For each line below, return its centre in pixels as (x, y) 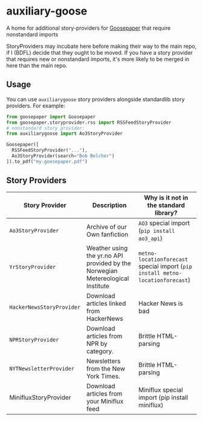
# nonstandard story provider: (46, 128)
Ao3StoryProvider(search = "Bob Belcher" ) (63, 156)
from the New (106, 368)
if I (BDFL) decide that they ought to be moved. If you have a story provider (100, 52)
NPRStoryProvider (34, 340)
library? (166, 212)
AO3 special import (164, 223)
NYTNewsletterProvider (42, 369)
